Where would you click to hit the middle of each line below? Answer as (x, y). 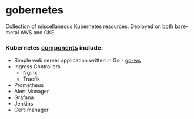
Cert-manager (31, 110)
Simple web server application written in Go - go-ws (77, 60)
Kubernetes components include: (54, 47)
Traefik (31, 79)
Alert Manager (31, 92)
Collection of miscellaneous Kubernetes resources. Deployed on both (90, 26)
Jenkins (24, 104)
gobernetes (35, 10)
